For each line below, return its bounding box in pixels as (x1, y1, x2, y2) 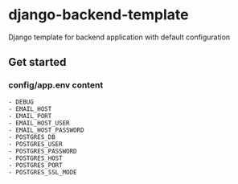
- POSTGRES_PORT (8, 161, 63, 170)
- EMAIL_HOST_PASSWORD (8, 126, 84, 134)
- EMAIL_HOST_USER (8, 119, 70, 127)
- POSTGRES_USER (8, 140, 63, 148)
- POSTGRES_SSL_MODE (8, 168, 78, 176)
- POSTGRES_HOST (8, 154, 63, 162)
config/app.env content (8, 80, 104, 91)
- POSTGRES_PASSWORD (8, 147, 78, 155)
